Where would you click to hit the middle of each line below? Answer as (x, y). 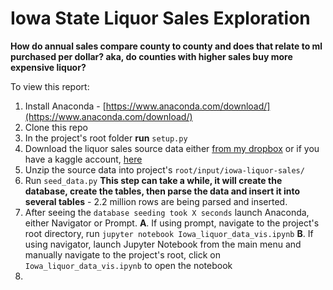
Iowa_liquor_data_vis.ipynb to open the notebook (128, 265)
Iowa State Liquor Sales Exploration (160, 18)
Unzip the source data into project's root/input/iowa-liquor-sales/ (164, 169)
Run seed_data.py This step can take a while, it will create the (153, 180)
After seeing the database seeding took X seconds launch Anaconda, (167, 212)
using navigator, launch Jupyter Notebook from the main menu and (163, 244)
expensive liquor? (48, 67)
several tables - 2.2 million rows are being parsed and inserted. (156, 201)
